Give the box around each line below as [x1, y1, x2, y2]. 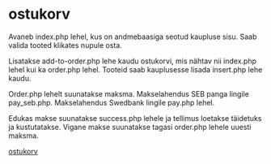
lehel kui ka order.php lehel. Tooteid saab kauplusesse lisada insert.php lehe [8, 64, 263, 74]
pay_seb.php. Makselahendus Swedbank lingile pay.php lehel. [8, 97, 215, 107]
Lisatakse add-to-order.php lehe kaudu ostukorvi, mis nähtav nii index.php [8, 56, 257, 66]
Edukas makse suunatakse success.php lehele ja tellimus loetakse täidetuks [8, 113, 262, 123]
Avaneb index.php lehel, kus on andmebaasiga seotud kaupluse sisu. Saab [8, 32, 257, 41]
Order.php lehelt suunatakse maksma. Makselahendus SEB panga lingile [8, 88, 249, 98]
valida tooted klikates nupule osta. [8, 40, 123, 50]
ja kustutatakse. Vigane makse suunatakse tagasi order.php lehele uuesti [8, 122, 252, 132]
